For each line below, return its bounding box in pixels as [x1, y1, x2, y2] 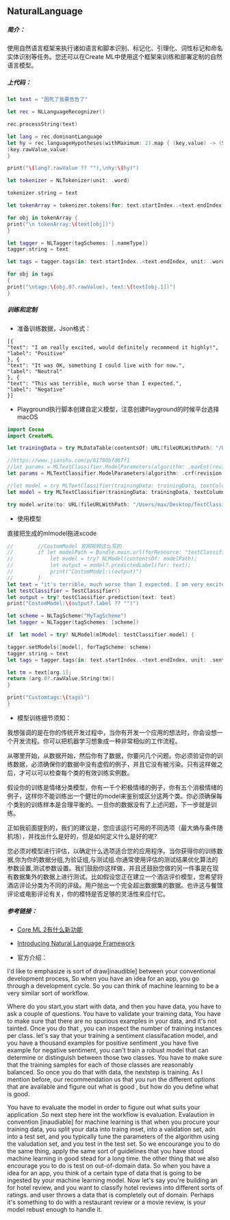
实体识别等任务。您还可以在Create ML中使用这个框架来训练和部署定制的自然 [7, 53, 222, 61]
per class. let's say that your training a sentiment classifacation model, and [7, 1031, 218, 1039]
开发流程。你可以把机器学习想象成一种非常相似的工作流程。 [12, 736, 181, 745]
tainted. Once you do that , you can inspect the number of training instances [7, 1024, 222, 1032]
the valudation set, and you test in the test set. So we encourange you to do [7, 1140, 220, 1148]
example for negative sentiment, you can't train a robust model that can [7, 1046, 209, 1054]
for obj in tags [7, 271, 53, 278]
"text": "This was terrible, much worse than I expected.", [7, 380, 183, 387]
